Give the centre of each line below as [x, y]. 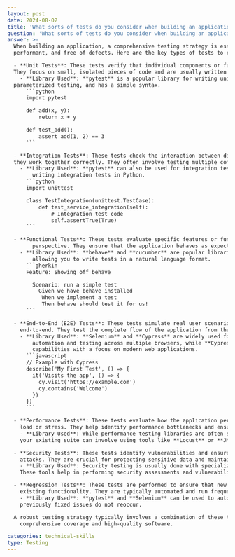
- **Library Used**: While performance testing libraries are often [122, 434]
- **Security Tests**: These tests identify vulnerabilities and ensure [122, 453]
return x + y [57, 117]
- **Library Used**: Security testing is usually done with [109, 466]
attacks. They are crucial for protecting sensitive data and [112, 460]
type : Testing [28, 543]
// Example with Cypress [62, 363]
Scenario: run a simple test [75, 284]
